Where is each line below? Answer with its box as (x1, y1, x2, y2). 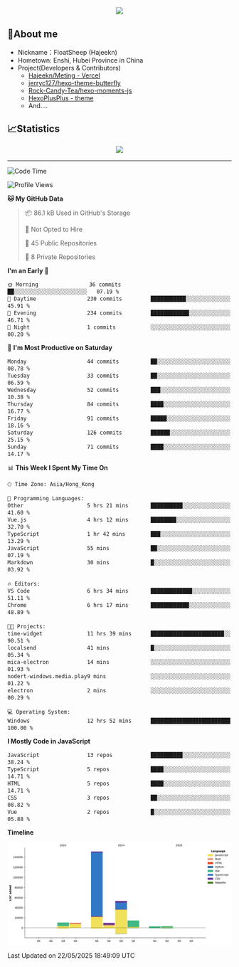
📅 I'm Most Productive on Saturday (7, 343, 112, 352)
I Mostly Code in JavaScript (7, 736, 91, 745)
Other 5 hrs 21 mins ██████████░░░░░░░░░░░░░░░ (7, 502, 231, 509)
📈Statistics (7, 123, 60, 135)
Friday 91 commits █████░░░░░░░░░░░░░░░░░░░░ (7, 415, 231, 422)
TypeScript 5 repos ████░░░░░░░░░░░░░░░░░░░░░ (7, 766, 231, 773)
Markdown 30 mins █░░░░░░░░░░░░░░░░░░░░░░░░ (7, 559, 231, 566)
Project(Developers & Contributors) (17, 63, 121, 72)
